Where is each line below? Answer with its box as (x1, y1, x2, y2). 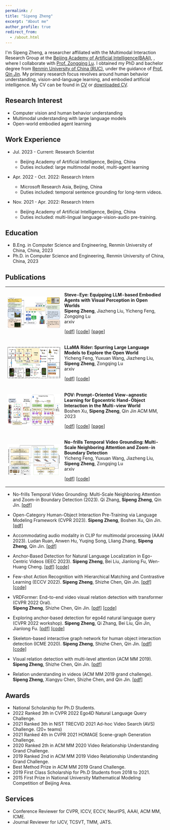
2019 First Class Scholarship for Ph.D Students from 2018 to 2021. (12, 769, 150, 775)
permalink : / (5, 8, 33, 13)
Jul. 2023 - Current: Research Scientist (12, 148, 95, 155)
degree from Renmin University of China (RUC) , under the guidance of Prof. (5, 66, 163, 71)
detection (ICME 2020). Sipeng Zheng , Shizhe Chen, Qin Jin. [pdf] (12, 641, 152, 647)
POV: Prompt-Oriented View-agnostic (64, 392, 148, 398)
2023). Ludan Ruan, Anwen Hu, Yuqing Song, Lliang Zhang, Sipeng (12, 538, 153, 544)
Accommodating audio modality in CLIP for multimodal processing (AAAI (12, 533, 164, 539)
